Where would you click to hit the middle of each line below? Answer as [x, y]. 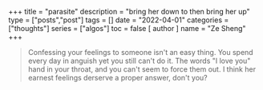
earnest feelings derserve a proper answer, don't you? [117, 78]
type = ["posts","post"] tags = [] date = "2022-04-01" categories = [119, 20]
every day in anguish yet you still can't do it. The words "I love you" [139, 61]
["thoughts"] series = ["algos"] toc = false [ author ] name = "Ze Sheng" [127, 28]
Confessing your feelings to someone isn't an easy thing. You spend [141, 52]
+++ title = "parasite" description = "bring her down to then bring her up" [129, 12]
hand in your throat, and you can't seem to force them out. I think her [142, 69]
